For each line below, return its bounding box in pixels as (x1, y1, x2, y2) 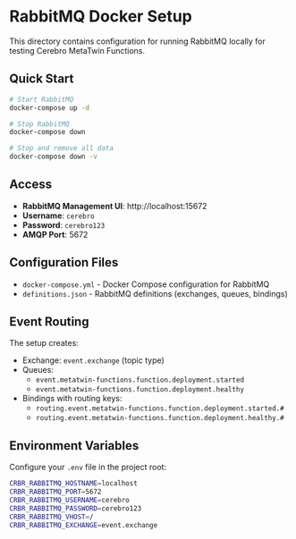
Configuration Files (9, 255, 119, 270)
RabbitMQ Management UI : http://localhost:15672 (21, 200, 207, 211)
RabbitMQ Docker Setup (9, 6, 192, 27)
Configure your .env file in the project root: (9, 462, 167, 473)
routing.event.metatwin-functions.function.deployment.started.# (35, 404, 284, 413)
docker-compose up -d (9, 103, 90, 113)
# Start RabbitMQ (9, 95, 74, 104)
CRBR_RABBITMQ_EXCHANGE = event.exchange (9, 520, 158, 529)
